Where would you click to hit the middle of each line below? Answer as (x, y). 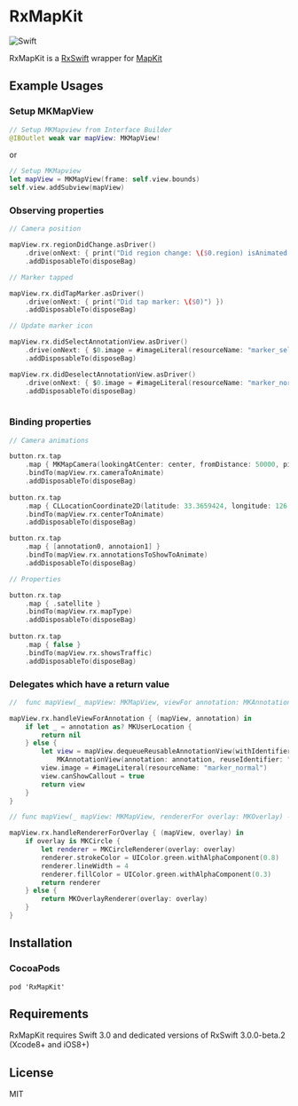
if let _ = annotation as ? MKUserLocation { (109, 727)
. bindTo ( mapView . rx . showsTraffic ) (89, 653)
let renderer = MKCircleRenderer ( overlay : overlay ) (139, 849)
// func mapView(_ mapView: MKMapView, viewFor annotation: (125, 702)
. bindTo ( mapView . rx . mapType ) (79, 612)
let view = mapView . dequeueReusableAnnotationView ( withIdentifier (166, 752)
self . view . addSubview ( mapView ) (67, 188)
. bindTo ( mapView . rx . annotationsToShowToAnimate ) (117, 555)
